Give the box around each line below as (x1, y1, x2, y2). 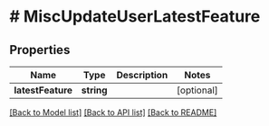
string (81, 84, 108, 96)
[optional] (176, 84, 219, 96)
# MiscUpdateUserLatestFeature (9, 6, 261, 27)
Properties (9, 42, 71, 58)
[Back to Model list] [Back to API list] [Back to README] (9, 107, 217, 118)
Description (116, 69, 168, 81)
